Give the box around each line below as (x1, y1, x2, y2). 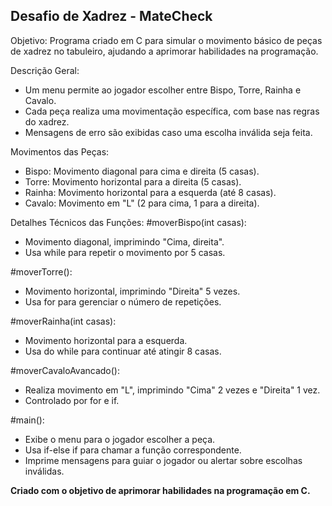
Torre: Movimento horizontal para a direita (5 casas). (24, 175, 242, 188)
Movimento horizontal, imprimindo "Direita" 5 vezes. (24, 285, 241, 297)
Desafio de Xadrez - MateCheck (10, 8, 213, 25)
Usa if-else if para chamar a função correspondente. (24, 444, 242, 456)
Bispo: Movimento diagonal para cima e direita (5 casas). (24, 165, 260, 177)
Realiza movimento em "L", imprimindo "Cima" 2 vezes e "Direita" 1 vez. (24, 384, 321, 396)
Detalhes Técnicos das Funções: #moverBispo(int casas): (10, 216, 247, 228)
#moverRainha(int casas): (10, 315, 117, 327)
